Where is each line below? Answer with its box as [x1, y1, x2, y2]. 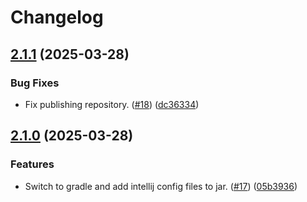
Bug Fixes [10, 76, 60, 90]
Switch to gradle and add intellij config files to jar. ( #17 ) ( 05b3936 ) [24, 180, 298, 192]
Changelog [10, 6, 104, 29]
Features [10, 157, 55, 171]
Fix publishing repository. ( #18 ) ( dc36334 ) [24, 98, 200, 110]
